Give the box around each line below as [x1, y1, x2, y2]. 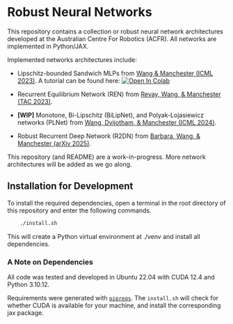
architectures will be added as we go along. [7, 160, 132, 168]
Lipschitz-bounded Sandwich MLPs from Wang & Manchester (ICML [17, 69, 214, 77]
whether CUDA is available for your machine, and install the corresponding [7, 301, 221, 309]
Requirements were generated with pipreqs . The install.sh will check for [7, 293, 219, 302]
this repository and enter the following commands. [7, 206, 152, 215]
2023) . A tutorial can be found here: [17, 76, 120, 84]
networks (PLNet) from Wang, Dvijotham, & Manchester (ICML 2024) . [17, 118, 217, 126]
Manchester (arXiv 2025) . [17, 139, 92, 147]
